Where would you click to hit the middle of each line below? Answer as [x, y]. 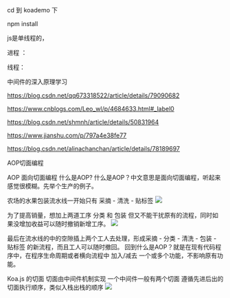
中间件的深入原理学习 [37, 82]
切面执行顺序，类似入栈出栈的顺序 [55, 287]
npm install [23, 24]
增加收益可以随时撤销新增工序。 [64, 224]
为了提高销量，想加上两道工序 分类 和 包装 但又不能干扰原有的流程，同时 [110, 215]
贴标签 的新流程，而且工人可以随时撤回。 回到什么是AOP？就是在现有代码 [111, 247]
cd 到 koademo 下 [33, 10]
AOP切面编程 [25, 163]
